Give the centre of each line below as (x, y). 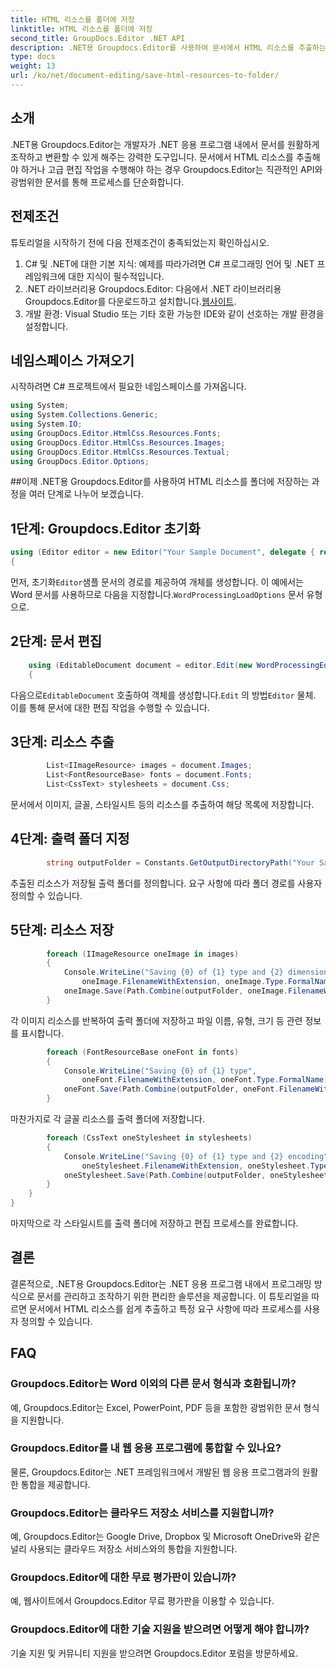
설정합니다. (46, 326)
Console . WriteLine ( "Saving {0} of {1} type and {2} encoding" (196, 1156)
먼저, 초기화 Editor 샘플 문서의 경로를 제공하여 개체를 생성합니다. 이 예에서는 (157, 582)
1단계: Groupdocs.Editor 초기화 (105, 528)
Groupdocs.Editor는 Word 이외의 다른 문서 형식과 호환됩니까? (153, 1384)
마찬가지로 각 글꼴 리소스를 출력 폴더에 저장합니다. (108, 1119)
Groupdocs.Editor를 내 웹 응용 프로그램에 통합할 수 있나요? (146, 1448)
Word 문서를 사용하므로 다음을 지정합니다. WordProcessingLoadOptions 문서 (157, 594)
